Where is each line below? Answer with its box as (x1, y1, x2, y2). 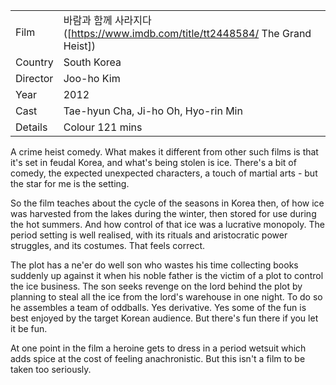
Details (15, 120, 48, 134)
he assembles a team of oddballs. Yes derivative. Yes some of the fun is (10, 302, 307, 313)
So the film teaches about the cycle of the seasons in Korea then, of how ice (10, 197, 325, 209)
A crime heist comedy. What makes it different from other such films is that (10, 146, 319, 158)
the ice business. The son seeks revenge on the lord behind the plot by (10, 280, 303, 292)
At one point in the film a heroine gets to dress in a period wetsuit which (10, 342, 307, 354)
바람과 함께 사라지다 (63, 14, 152, 27)
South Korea (63, 55, 122, 69)
